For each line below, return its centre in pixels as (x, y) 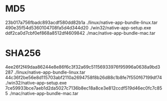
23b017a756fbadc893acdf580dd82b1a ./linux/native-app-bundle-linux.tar (81, 22)
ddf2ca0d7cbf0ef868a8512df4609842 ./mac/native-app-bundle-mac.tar (80, 33)
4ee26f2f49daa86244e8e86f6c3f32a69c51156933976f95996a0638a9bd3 (83, 67)
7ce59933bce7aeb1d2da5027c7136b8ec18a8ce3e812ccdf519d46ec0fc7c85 (84, 88)
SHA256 (23, 53)
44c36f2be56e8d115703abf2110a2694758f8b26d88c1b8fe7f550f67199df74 (84, 77)
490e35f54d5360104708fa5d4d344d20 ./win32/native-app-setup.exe (78, 27)
